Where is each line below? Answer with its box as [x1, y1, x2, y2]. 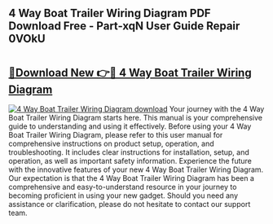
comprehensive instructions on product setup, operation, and [8, 138, 214, 148]
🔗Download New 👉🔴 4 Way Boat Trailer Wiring [8, 65, 252, 80]
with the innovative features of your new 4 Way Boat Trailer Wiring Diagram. [8, 165, 264, 174]
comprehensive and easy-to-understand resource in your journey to [8, 182, 237, 191]
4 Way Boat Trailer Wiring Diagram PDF [8, 7, 211, 20]
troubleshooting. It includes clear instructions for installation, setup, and [8, 147, 250, 157]
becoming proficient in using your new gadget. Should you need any [8, 191, 239, 200]
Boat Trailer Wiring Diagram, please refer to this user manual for [8, 130, 223, 139]
